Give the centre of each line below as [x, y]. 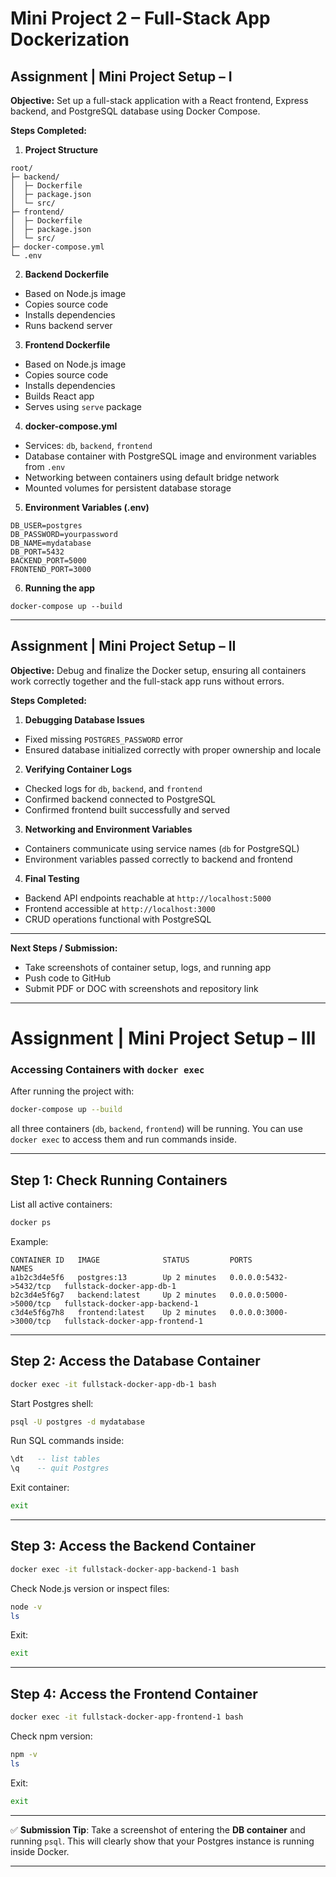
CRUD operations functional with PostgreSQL [118, 919]
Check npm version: [51, 1736]
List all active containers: [61, 1204]
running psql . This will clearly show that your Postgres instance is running [162, 1841]
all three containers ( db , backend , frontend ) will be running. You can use [156, 1129]
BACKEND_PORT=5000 [48, 561]
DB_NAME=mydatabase [51, 543]
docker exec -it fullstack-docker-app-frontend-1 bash [127, 1717]
